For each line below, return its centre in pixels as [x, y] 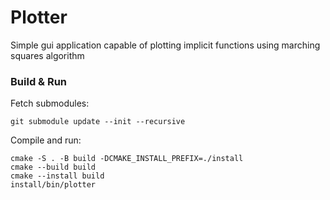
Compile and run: [46, 140]
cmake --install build [57, 176]
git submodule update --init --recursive [98, 122]
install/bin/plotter [53, 185]
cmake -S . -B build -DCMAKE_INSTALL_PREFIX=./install [127, 159]
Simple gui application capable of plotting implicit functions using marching [165, 45]
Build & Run [39, 81]
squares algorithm [47, 55]
